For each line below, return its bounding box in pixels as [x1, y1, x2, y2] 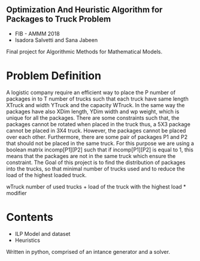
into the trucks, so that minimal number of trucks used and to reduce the [6, 165, 185, 172]
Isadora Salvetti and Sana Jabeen [14, 36, 98, 44]
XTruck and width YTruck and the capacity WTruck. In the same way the [6, 101, 185, 108]
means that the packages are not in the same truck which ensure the [6, 152, 176, 159]
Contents [6, 210, 54, 224]
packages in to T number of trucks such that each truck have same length [6, 95, 189, 102]
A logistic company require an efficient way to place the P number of [6, 89, 175, 96]
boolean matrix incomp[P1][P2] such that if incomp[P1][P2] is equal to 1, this [6, 146, 193, 153]
